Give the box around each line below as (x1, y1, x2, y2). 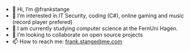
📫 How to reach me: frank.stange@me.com (12, 38, 123, 45)
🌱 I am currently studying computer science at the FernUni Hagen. (12, 25, 178, 32)
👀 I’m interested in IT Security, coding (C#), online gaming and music (12, 12, 184, 19)
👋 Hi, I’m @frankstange (12, 6, 70, 13)
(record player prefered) (12, 19, 73, 25)
